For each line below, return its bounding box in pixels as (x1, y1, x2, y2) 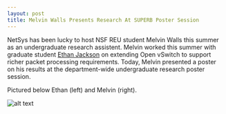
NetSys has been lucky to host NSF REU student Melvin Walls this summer (7, 35, 219, 44)
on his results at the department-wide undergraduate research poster (7, 65, 205, 73)
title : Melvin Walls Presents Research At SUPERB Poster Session (7, 17, 199, 23)
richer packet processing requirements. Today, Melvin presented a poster (7, 57, 216, 66)
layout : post (7, 10, 45, 17)
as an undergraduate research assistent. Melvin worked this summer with (7, 43, 216, 51)
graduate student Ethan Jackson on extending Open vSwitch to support (7, 50, 211, 59)
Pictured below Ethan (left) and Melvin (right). (7, 86, 137, 94)
